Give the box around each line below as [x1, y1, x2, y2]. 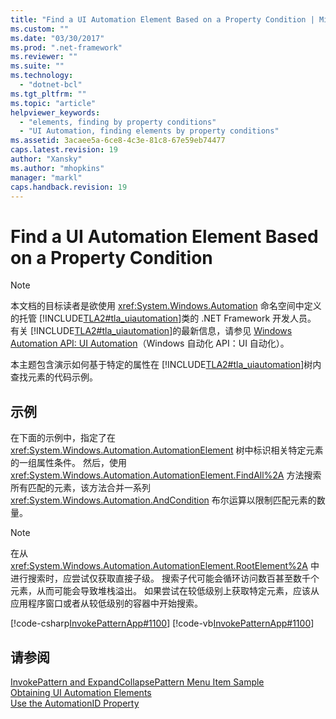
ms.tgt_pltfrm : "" [10, 89, 87, 99]
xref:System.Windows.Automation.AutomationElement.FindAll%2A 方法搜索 [10, 469, 322, 481]
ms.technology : [10, 71, 74, 81]
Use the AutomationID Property [10, 697, 140, 709]
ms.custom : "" [10, 24, 70, 34]
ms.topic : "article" [10, 98, 97, 108]
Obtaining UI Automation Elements [10, 686, 152, 698]
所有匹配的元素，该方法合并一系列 [10, 482, 151, 494]
